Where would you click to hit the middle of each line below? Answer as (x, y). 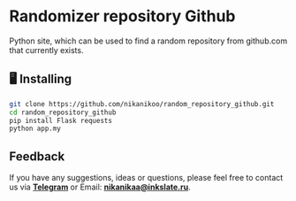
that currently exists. (46, 50)
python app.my (35, 129)
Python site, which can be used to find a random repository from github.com (148, 41)
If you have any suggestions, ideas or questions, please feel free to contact (146, 178)
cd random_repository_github (63, 112)
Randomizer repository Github (122, 16)
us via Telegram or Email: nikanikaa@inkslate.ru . (100, 187)
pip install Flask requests (61, 120)
